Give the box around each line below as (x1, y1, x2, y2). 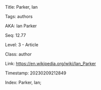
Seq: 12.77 (5, 33, 26, 38)
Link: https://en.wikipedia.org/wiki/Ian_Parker (5, 61, 96, 66)
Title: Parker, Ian (5, 4, 38, 10)
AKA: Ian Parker (5, 23, 37, 29)
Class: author (5, 51, 32, 57)
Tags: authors (5, 14, 33, 19)
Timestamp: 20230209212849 (5, 70, 67, 76)
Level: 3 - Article (5, 42, 39, 48)
